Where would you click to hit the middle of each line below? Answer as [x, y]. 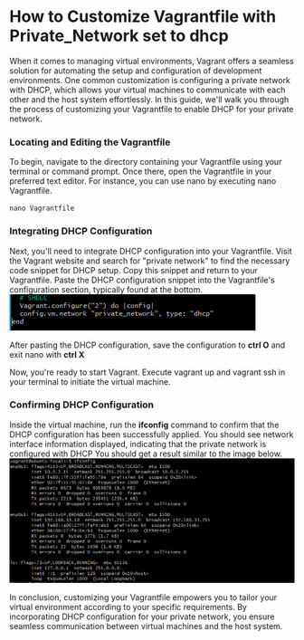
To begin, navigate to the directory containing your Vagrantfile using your [146, 162]
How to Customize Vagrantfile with [143, 17]
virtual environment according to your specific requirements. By [128, 607]
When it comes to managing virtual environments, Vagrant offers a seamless [152, 61]
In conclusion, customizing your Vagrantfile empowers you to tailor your [143, 597]
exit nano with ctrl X [47, 354]
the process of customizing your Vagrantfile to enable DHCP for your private [152, 109]
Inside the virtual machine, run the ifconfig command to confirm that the [144, 425]
